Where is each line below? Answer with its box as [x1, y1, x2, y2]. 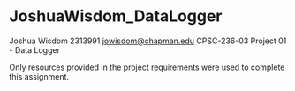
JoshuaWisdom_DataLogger [9, 6, 223, 27]
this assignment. [9, 71, 69, 81]
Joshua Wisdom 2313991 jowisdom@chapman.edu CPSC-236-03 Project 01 [9, 35, 287, 46]
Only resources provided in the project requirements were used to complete [9, 62, 285, 72]
